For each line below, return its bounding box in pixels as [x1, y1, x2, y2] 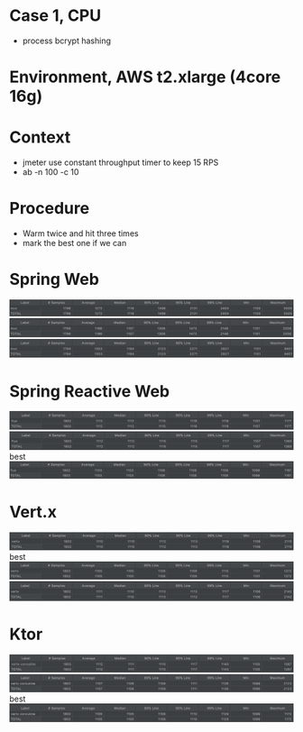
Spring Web [9, 270, 99, 289]
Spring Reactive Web [9, 380, 170, 401]
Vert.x [9, 502, 57, 523]
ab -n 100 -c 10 [22, 167, 79, 178]
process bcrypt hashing [22, 35, 111, 46]
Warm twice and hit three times [22, 228, 139, 239]
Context [9, 127, 71, 148]
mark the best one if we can [22, 238, 127, 248]
